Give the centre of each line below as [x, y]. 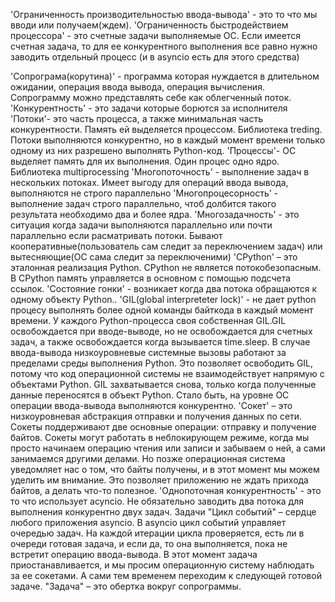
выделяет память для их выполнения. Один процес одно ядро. [145, 161]
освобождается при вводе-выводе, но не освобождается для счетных [161, 331]
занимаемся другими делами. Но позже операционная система [148, 458]
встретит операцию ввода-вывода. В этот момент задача [134, 554]
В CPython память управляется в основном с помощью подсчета [151, 278]
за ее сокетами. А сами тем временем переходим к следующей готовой [166, 575]
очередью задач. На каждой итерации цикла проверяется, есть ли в [157, 533]
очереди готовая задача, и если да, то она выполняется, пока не [149, 543]
